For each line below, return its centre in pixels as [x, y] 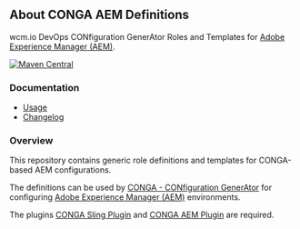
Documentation [45, 87]
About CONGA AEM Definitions [99, 15]
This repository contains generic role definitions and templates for [133, 160]
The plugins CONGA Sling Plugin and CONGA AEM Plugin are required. [142, 215]
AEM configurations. [73, 170]
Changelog [43, 117]
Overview [31, 141]
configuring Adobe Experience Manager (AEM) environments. [125, 197]
